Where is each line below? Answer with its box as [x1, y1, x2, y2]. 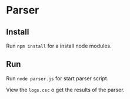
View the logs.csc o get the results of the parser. [6, 86, 125, 93]
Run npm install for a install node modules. [6, 42, 112, 49]
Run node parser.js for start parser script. [6, 74, 109, 82]
